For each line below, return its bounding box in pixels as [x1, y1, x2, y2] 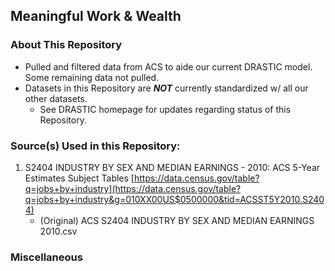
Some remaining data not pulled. [24, 71, 160, 83]
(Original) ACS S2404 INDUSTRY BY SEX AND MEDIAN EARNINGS [39, 214, 315, 226]
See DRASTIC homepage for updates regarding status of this [39, 103, 292, 115]
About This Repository [10, 38, 123, 52]
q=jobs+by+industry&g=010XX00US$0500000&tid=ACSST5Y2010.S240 [24, 193, 325, 205]
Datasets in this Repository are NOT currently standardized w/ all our [24, 82, 309, 94]
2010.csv [39, 225, 78, 237]
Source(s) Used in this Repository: [10, 139, 181, 153]
